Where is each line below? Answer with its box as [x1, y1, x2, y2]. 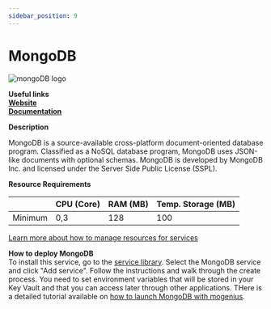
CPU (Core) [55, 198, 101, 210]
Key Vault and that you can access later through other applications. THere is [8, 282, 263, 292]
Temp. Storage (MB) [156, 198, 236, 210]
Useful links [8, 89, 50, 99]
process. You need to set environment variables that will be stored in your [8, 274, 254, 284]
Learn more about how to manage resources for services [8, 232, 198, 243]
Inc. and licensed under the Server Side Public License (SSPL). [8, 163, 218, 173]
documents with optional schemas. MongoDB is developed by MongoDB [21, 154, 263, 164]
